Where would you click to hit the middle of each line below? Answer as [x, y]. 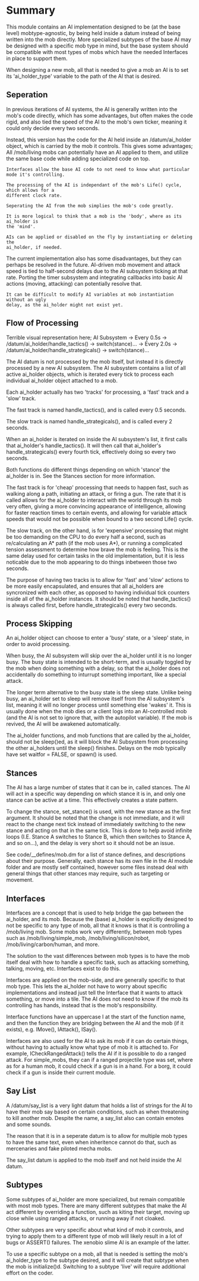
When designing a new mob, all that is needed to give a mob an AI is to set [97, 69]
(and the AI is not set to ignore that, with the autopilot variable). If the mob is [99, 718]
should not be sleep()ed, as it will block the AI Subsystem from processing [97, 742]
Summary [31, 10]
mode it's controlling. [36, 175]
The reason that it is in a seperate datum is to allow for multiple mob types [97, 1135]
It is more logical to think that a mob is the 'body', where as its [94, 216]
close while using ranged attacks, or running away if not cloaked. [86, 1218]
